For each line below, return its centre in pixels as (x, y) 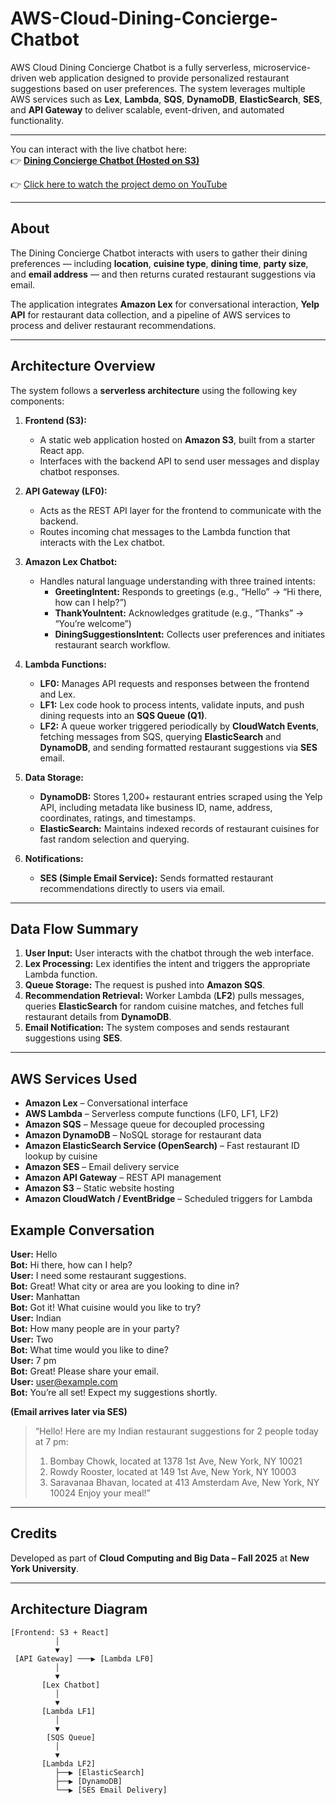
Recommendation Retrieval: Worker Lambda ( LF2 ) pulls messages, (164, 996)
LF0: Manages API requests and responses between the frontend (174, 683)
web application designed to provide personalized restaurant (164, 78)
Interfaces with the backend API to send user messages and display (179, 461)
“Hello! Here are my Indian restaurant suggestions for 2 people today (176, 1431)
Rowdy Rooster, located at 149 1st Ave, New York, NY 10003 (173, 1471)
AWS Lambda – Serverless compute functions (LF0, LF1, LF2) (151, 1114)
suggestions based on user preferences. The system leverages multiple (158, 88)
